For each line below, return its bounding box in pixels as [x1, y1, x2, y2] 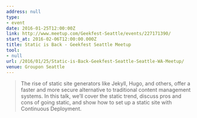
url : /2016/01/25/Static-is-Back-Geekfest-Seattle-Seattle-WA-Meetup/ [6, 58, 185, 64]
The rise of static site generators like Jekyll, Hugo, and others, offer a [20, 80, 191, 87]
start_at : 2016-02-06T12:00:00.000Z [6, 36, 97, 42]
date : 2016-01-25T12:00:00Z [6, 25, 76, 31]
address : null [6, 8, 42, 15]
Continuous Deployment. [20, 105, 82, 113]
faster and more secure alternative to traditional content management [20, 87, 191, 94]
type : [6, 14, 20, 20]
